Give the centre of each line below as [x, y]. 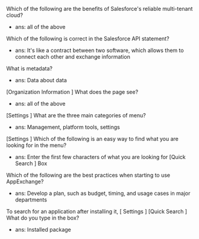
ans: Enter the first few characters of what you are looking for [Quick [100, 157]
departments [31, 200]
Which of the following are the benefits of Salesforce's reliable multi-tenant [99, 9]
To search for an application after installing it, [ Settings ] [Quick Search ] [97, 211]
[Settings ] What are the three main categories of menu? [76, 115]
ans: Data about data [41, 80]
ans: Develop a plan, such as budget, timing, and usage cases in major [103, 193]
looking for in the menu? [36, 145]
